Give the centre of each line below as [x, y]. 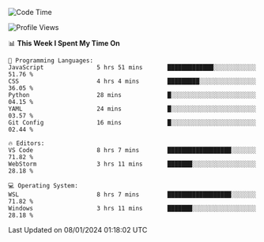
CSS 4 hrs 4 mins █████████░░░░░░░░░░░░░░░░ [132, 81]
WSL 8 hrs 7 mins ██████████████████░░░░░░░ [132, 195]
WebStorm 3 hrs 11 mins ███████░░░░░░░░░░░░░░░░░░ [132, 164]
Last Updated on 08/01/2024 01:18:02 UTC [78, 230]
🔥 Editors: [26, 143]
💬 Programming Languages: [51, 61]
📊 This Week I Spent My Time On [64, 43]
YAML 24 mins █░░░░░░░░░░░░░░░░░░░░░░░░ [132, 109]
